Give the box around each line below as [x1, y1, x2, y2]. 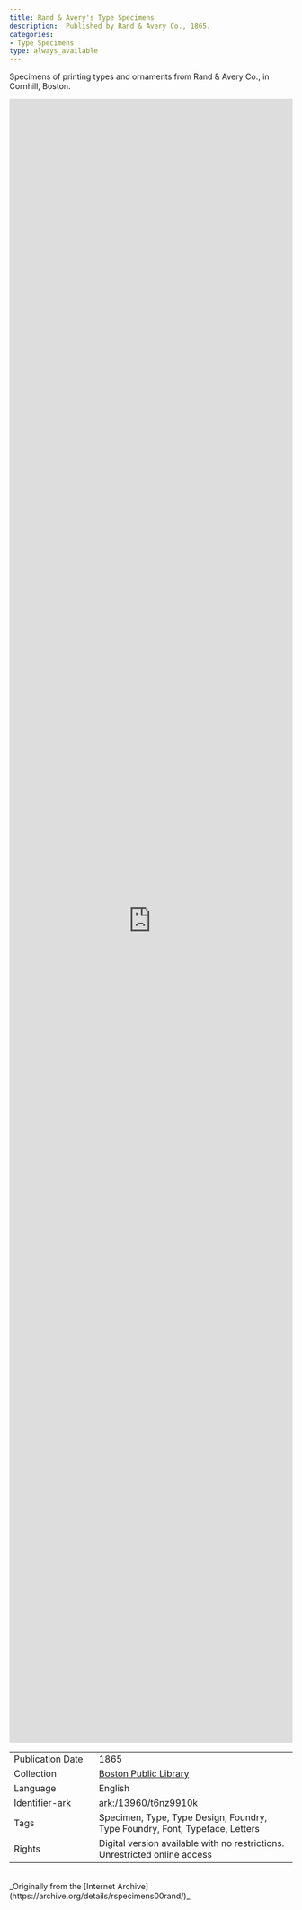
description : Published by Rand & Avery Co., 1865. [9, 22, 211, 31]
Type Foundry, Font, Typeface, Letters [98, 1823, 261, 1835]
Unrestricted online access [98, 1849, 213, 1861]
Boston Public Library [98, 1768, 190, 1781]
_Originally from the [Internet [9, 1881, 116, 1892]
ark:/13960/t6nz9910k [98, 1797, 199, 1809]
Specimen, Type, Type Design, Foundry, [98, 1811, 268, 1824]
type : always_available [9, 47, 99, 56]
